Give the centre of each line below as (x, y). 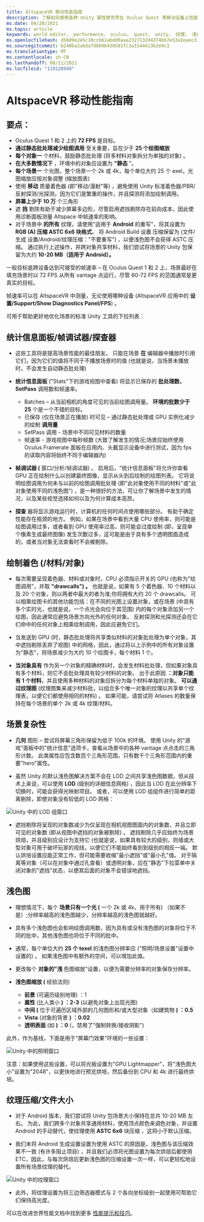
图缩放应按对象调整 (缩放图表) (52, 179)
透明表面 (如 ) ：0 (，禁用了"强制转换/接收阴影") (84, 1025)
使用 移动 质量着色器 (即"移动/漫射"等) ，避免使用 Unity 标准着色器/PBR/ (105, 186)
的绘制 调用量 (41, 425)
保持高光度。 (36, 1200)
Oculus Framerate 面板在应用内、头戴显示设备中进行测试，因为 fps (108, 447)
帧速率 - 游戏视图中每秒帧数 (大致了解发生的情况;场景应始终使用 (104, 440)
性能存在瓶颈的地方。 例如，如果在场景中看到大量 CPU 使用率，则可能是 (105, 519)
